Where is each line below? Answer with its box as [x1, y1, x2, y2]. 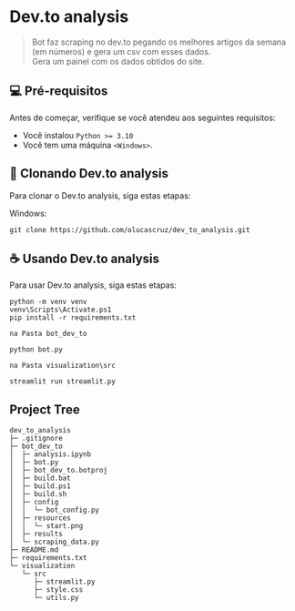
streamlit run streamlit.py [9, 377, 117, 386]
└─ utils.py [33, 594, 79, 603]
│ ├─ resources [9, 514, 71, 523]
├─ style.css [33, 586, 84, 595]
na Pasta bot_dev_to [9, 330, 88, 339]
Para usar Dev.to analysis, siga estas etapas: [9, 280, 178, 290]
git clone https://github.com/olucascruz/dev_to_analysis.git [9, 225, 250, 234]
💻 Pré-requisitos [9, 84, 108, 99]
